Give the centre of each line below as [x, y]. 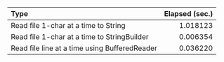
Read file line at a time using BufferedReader [84, 48]
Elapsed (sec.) [189, 14]
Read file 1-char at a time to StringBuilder [80, 37]
